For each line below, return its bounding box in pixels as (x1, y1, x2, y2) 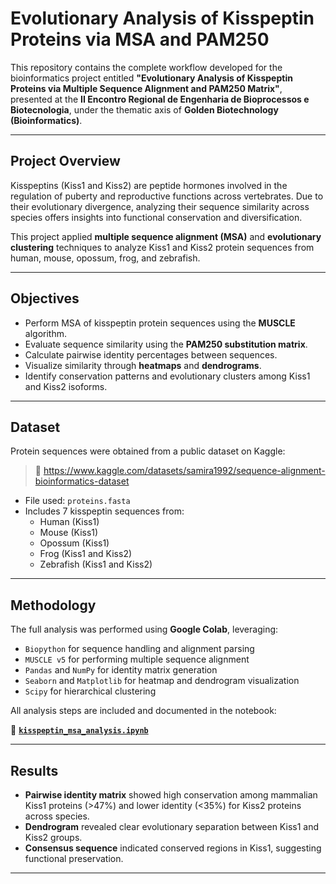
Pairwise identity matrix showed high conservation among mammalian (24, 789, 318, 801)
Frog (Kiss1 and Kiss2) (39, 548, 133, 560)
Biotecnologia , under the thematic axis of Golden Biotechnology (10, 103, 279, 116)
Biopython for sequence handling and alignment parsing (24, 643, 255, 655)
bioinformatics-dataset (34, 475, 130, 487)
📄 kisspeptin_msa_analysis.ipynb (10, 724, 149, 736)
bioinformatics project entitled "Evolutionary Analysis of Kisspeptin (10, 72, 293, 84)
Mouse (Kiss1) (39, 527, 99, 539)
